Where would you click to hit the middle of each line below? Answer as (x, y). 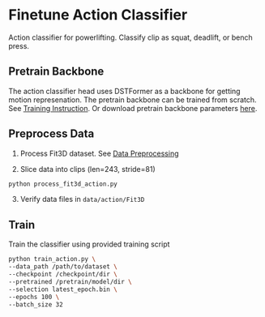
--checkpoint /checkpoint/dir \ (63, 274)
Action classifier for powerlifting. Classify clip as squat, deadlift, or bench (130, 37)
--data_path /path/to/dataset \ (63, 267)
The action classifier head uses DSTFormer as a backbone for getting (124, 91)
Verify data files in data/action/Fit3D (82, 199)
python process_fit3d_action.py (63, 184)
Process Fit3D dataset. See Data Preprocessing (100, 153)
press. (19, 45)
